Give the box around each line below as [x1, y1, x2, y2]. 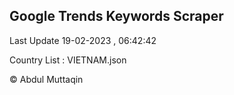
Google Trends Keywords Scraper [9, 8, 224, 25]
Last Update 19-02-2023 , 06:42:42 [9, 34, 157, 46]
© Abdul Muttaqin [9, 73, 84, 85]
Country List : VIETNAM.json [9, 54, 127, 66]
